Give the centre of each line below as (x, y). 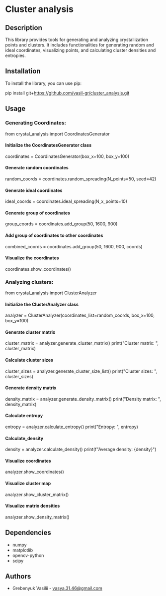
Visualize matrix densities (33, 506)
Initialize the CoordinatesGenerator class (48, 145)
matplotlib (23, 550)
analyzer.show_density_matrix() (37, 517)
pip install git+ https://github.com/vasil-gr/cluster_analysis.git (67, 93)
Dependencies (28, 533)
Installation (23, 71)
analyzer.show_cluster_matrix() (37, 494)
